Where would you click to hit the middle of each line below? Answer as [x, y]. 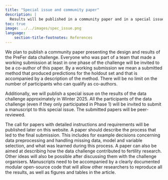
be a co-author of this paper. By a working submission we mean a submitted [84, 67]
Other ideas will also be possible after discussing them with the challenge [81, 156]
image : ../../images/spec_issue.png [43, 28]
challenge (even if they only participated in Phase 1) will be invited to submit [83, 104]
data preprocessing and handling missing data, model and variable [74, 140]
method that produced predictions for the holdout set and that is [71, 73]
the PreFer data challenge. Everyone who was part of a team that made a [80, 57]
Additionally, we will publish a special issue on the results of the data [76, 93]
